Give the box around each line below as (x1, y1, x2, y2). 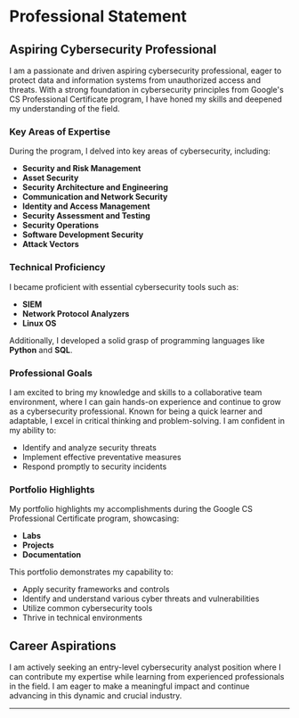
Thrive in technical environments (21, 613, 142, 623)
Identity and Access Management (21, 201, 150, 211)
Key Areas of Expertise (9, 125, 111, 137)
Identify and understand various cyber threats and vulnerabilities (21, 593, 260, 604)
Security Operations (21, 220, 100, 231)
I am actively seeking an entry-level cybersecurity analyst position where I (9, 662, 282, 673)
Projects (21, 540, 55, 550)
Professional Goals (9, 367, 93, 379)
